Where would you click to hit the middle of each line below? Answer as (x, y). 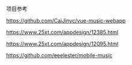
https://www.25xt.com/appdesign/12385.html (62, 32)
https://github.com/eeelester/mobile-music (59, 55)
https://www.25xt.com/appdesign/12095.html (62, 44)
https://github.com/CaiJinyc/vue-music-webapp (66, 21)
